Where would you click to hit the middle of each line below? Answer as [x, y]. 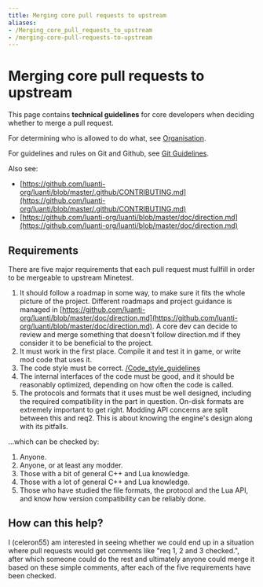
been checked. [32, 575]
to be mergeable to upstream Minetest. [71, 277]
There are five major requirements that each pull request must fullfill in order [131, 269]
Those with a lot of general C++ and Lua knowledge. [104, 482]
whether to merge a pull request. [61, 123]
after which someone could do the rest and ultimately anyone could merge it [131, 559]
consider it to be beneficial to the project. [86, 343]
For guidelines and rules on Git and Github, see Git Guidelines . [109, 153]
